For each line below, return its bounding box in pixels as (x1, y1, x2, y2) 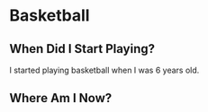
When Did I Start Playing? (9, 41, 156, 56)
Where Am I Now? (9, 90, 113, 106)
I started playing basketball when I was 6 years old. (9, 65, 200, 75)
